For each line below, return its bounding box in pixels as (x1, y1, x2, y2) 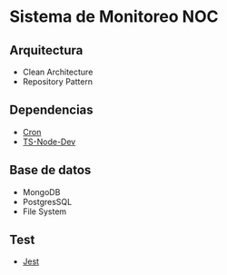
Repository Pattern (22, 76, 94, 87)
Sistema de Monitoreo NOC (9, 6, 219, 27)
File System (22, 206, 67, 217)
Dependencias (9, 103, 94, 118)
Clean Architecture (22, 66, 94, 77)
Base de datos (9, 162, 92, 178)
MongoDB (22, 186, 61, 197)
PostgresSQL (22, 196, 73, 207)
